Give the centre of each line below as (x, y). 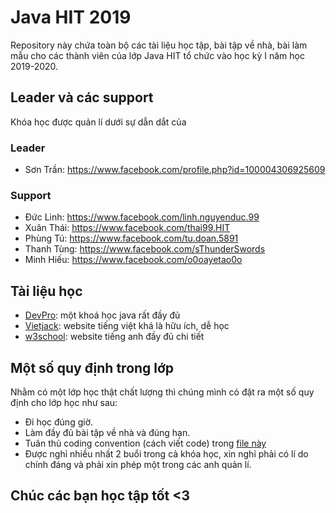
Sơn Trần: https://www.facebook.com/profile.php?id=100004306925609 (175, 170)
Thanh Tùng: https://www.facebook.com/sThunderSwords (145, 249)
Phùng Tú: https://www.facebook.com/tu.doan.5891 (131, 238)
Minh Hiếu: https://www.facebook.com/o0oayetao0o (133, 260)
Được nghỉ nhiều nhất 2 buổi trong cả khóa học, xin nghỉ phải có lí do (166, 453)
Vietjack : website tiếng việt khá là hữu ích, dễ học (127, 326)
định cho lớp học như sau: (64, 402)
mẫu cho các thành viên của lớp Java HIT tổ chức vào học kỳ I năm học (157, 55)
